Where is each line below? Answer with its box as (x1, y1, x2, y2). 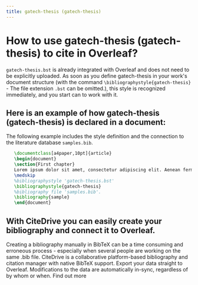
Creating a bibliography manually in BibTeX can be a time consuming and (6, 241, 184, 248)
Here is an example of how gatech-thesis (6, 108, 160, 118)
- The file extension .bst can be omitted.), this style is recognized (6, 85, 166, 92)
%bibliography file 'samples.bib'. (14, 189, 101, 195)
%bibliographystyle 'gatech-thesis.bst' (14, 178, 115, 184)
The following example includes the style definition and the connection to (6, 133, 184, 140)
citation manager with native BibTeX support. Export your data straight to (6, 260, 183, 267)
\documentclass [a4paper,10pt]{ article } (14, 151, 112, 157)
